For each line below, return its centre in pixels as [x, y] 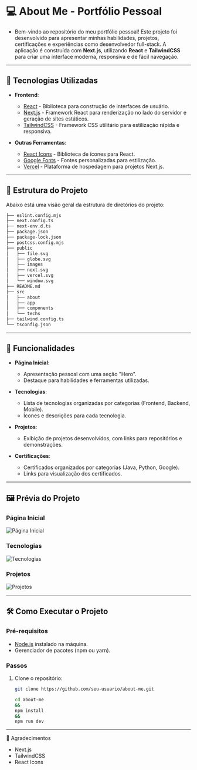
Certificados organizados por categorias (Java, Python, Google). [101, 467]
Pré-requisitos [27, 631]
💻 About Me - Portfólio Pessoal [84, 11]
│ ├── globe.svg [28, 259]
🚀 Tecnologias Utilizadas [52, 81]
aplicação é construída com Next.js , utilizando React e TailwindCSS [97, 50]
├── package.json [27, 232]
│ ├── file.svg [27, 253]
